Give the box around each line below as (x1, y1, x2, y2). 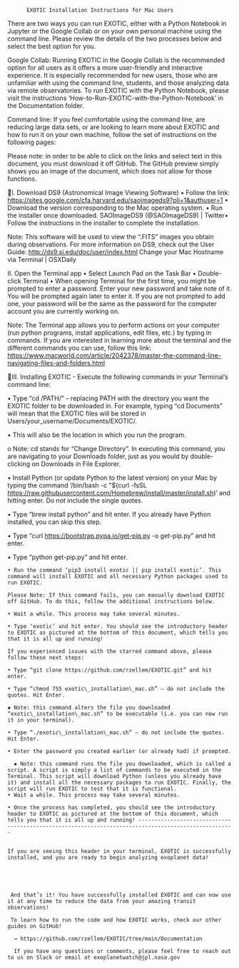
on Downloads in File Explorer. (31, 460, 121, 468)
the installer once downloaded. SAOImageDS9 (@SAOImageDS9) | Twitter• (7, 211, 229, 219)
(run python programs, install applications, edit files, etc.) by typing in (7, 328, 212, 337)
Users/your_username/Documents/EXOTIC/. (7, 417, 138, 425)
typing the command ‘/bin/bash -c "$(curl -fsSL (7, 481, 148, 489)
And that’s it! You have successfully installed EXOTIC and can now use (10, 892, 232, 899)
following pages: (7, 138, 56, 146)
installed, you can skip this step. (7, 518, 102, 526)
